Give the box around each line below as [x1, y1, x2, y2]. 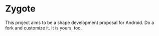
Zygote [5, 3, 36, 14]
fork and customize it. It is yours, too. [5, 24, 82, 30]
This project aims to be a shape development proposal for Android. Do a [5, 19, 154, 25]
